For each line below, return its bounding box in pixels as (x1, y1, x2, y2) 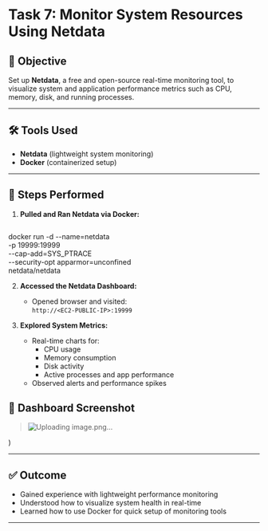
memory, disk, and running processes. (8, 92, 135, 101)
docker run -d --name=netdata (8, 231, 110, 241)
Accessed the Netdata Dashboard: (19, 281, 137, 290)
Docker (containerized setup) (19, 157, 117, 167)
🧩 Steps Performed (8, 188, 104, 202)
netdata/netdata (8, 265, 61, 275)
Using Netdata (8, 22, 106, 41)
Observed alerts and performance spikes (31, 378, 167, 387)
